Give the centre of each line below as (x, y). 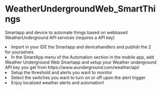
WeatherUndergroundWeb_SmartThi (80, 9)
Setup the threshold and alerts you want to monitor (62, 72)
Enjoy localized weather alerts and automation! (58, 82)
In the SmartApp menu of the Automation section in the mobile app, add (83, 57)
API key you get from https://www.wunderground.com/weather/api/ (72, 67)
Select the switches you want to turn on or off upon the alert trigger (79, 77)
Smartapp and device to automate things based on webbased (66, 32)
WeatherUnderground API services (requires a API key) (60, 38)
